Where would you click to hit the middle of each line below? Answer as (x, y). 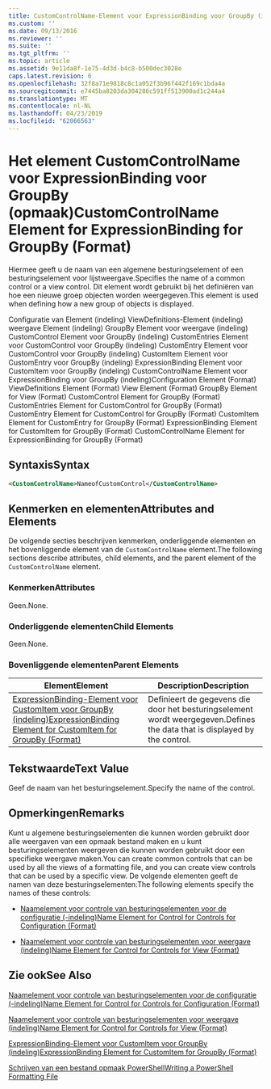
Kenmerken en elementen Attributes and (111, 509)
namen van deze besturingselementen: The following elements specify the (131, 884)
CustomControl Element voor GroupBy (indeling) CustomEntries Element (128, 336)
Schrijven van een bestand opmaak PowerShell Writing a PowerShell (121, 1067)
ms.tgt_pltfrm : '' (39, 53)
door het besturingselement (200, 710)
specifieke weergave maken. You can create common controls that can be (130, 859)
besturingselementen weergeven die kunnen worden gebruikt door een (127, 850)
